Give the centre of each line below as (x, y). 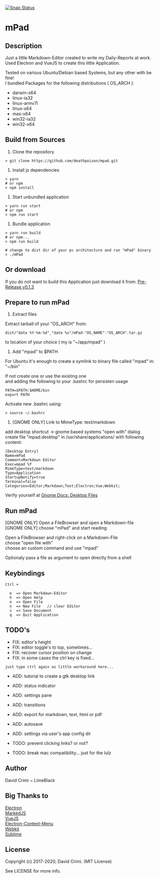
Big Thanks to (27, 796)
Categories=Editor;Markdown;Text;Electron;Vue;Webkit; (63, 486)
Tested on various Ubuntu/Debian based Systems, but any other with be (79, 73)
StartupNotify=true (25, 478)
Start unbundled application (40, 197)
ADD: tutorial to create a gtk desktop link (54, 676)
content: (14, 442)
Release (13, 287)
